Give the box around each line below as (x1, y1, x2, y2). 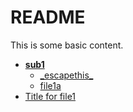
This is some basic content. (10, 39, 124, 51)
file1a (39, 79, 62, 91)
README (10, 6, 86, 29)
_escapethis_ (39, 69, 94, 81)
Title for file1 (24, 90, 77, 102)
